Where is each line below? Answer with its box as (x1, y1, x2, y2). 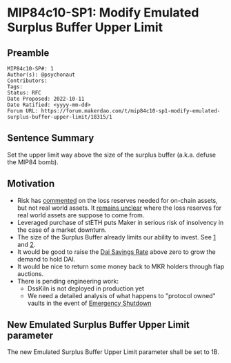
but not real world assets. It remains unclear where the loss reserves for (17, 204, 222, 212)
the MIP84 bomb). (7, 157, 59, 166)
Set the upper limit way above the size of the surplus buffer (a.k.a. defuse (7, 150, 217, 159)
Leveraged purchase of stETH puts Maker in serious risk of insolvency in (17, 218, 224, 226)
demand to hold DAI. (17, 255, 76, 263)
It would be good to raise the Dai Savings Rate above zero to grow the (17, 247, 216, 256)
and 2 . (17, 240, 36, 248)
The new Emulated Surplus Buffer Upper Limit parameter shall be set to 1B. (7, 348, 219, 356)
